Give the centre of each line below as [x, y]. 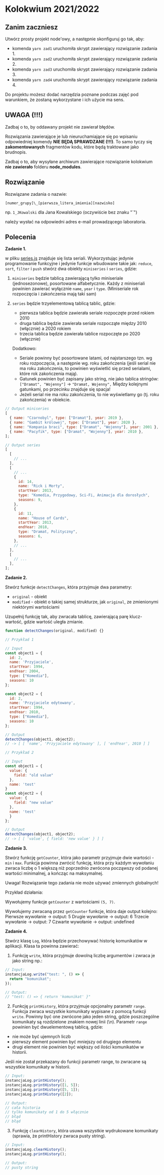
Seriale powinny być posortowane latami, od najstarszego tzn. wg [86, 358]
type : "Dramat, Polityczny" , [48, 532]
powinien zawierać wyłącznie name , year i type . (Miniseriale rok [75, 289]
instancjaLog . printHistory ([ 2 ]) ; [39, 1094]
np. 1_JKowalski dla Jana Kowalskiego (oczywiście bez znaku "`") [71, 212]
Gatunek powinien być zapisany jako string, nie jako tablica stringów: [89, 379]
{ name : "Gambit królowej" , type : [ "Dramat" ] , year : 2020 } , [73, 423]
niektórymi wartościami [36, 607]
